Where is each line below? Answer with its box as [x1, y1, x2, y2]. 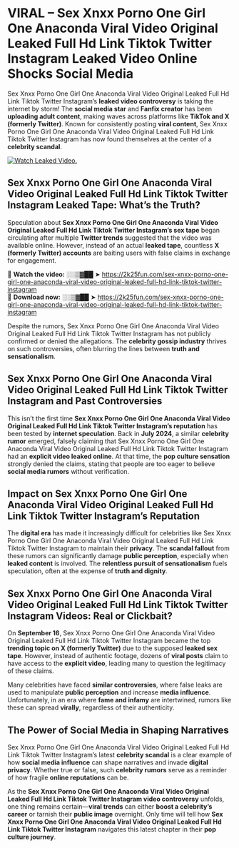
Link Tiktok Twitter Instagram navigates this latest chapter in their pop [7, 825, 216, 833]
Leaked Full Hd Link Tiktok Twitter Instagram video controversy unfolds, [7, 794, 225, 803]
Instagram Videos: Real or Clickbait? [7, 610, 173, 622]
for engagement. [7, 256, 57, 265]
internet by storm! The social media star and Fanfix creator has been [7, 104, 213, 113]
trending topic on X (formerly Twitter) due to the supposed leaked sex [7, 644, 218, 652]
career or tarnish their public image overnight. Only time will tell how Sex [7, 810, 223, 818]
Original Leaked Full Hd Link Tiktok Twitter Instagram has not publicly [7, 329, 211, 338]
